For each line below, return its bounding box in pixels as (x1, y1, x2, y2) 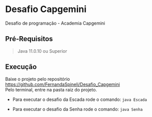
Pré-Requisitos (5, 35, 53, 43)
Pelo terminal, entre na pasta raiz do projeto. (5, 86, 97, 92)
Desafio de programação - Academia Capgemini (5, 20, 105, 26)
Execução (5, 63, 37, 71)
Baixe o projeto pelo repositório (5, 76, 70, 82)
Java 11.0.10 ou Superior (17, 48, 67, 54)
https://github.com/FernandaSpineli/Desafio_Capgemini (5, 81, 120, 87)
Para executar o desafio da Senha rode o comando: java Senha (12, 106, 143, 112)
